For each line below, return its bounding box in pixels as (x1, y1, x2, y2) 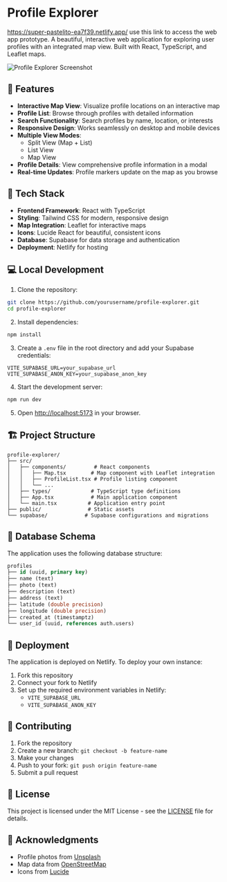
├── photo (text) (7, 582, 57, 589)
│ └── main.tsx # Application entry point (7, 499, 166, 506)
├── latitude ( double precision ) (7, 600, 104, 608)
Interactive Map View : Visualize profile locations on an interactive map (17, 102, 220, 110)
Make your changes (17, 753, 74, 762)
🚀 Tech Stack (7, 188, 65, 200)
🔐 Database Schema (7, 531, 96, 542)
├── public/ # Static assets (7, 506, 135, 513)
